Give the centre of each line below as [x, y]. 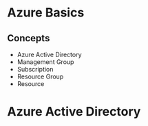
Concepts [29, 38]
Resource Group [40, 76]
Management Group [45, 62]
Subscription [35, 69]
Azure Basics [46, 13]
